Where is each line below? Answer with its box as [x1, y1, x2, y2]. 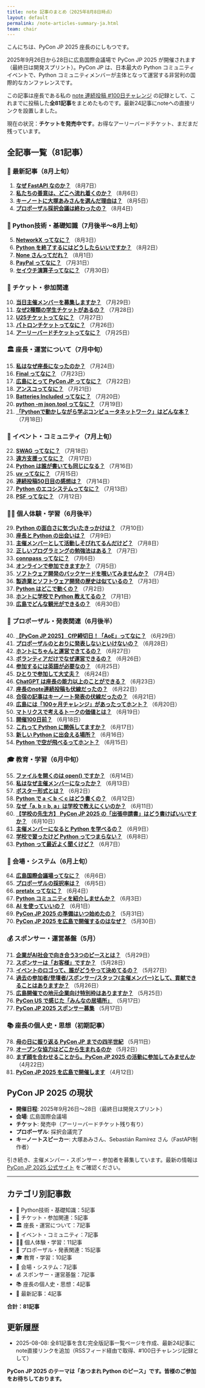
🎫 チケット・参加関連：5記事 [15, 1214, 89, 1221]
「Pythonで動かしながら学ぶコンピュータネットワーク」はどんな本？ [15, 408, 189, 415]
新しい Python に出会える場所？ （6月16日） [15, 731, 127, 738]
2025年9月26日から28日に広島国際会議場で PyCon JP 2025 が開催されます [7, 56, 196, 64]
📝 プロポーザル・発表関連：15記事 [15, 1246, 101, 1253]
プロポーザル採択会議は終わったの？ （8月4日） [15, 204, 136, 212]
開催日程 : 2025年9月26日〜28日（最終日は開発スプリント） [15, 1105, 166, 1113]
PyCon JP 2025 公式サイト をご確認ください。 [7, 1164, 124, 1171]
